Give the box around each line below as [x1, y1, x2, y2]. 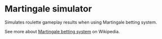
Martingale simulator [4, 3, 92, 14]
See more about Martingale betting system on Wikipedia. [4, 28, 120, 34]
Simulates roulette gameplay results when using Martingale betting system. [4, 19, 157, 25]
